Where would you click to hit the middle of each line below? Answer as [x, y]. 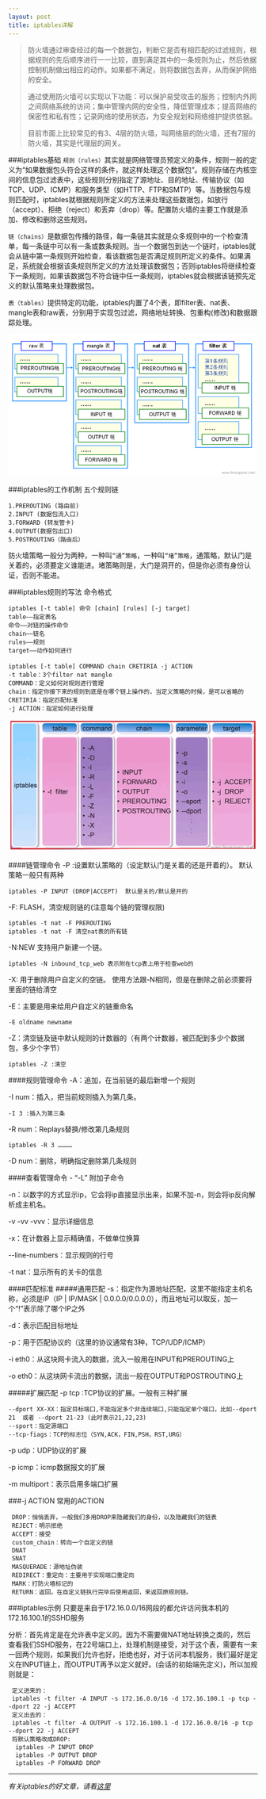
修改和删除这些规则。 [57, 219]
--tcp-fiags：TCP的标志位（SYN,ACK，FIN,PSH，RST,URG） [97, 1434]
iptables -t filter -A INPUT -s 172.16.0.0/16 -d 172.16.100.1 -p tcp [130, 1698]
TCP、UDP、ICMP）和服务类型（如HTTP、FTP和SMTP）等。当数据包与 [126, 189]
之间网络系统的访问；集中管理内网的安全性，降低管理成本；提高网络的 [142, 106]
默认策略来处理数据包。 [60, 285]
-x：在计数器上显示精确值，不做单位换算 [74, 1238]
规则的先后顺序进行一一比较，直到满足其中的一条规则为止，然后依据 [146, 59]
